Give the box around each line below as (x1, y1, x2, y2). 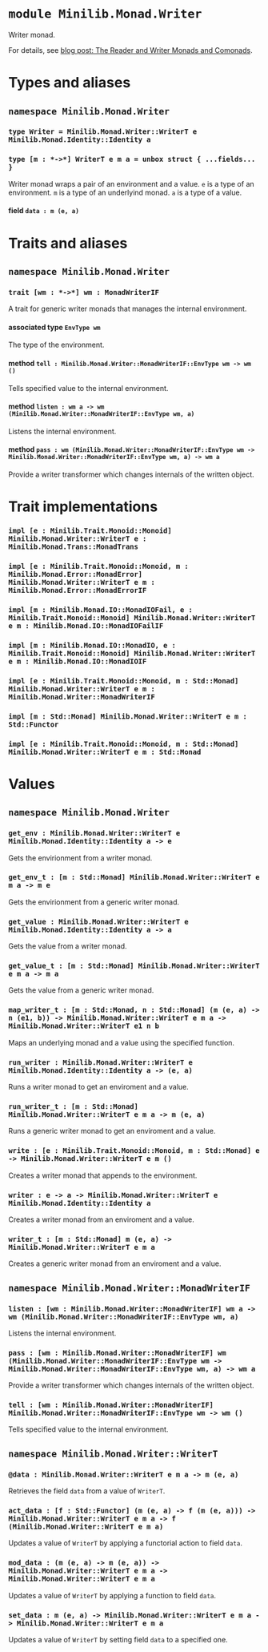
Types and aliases (8, 74, 131, 92)
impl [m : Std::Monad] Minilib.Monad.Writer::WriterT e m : (8, 711, 248, 721)
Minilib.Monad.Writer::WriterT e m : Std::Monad (8, 747, 202, 756)
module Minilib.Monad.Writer (8, 6, 202, 22)
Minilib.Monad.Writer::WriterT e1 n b (8, 1021, 160, 1031)
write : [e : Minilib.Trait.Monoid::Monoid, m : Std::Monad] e (8, 1146, 260, 1155)
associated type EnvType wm (8, 322, 101, 332)
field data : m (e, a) (8, 206, 80, 216)
